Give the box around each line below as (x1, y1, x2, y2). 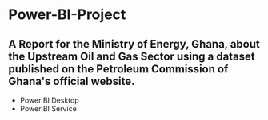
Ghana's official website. (8, 74, 135, 88)
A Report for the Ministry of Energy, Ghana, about (8, 37, 260, 51)
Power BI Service (19, 104, 78, 113)
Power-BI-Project (8, 6, 126, 24)
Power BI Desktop (19, 95, 79, 105)
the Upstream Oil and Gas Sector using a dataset (8, 49, 256, 63)
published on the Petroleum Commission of (8, 62, 229, 75)
